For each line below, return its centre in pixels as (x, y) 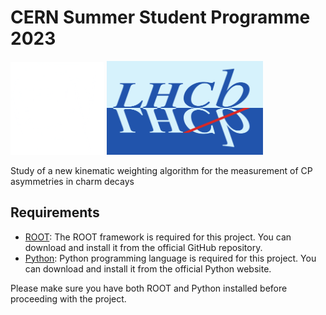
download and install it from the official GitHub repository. (143, 247)
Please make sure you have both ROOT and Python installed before (149, 288)
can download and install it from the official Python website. (148, 268)
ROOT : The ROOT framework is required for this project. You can (158, 237)
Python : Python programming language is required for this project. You (170, 258)
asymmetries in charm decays (72, 181)
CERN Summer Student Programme (160, 17)
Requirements (55, 212)
